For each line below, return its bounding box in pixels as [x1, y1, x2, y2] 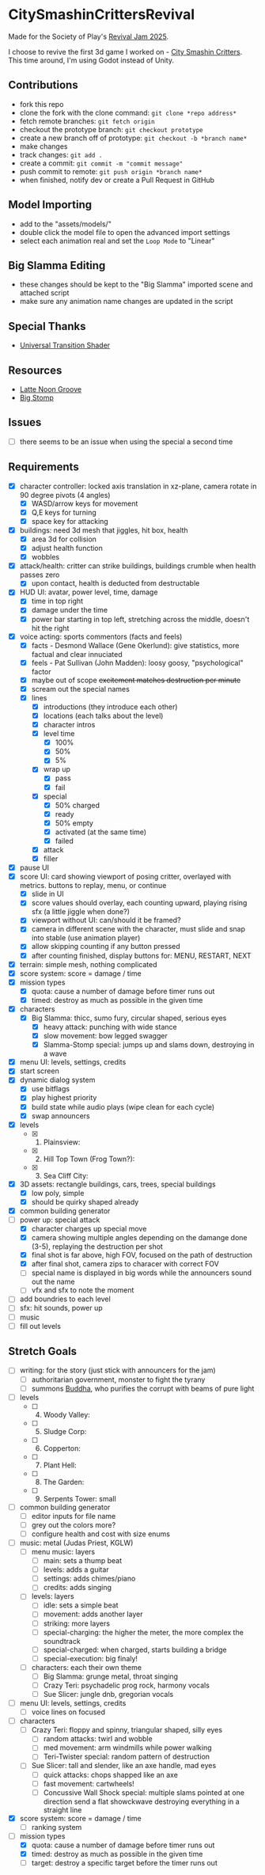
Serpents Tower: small [43, 1494, 116, 1503]
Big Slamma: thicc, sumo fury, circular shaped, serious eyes [31, 1013, 227, 1023]
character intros [43, 720, 96, 730]
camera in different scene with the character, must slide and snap [31, 924, 245, 934]
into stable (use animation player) [31, 933, 141, 943]
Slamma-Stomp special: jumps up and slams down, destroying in [43, 1040, 255, 1049]
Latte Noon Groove [19, 385, 81, 393]
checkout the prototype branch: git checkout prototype [19, 124, 203, 134]
